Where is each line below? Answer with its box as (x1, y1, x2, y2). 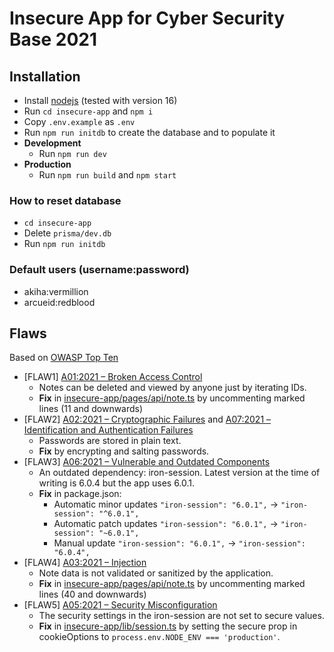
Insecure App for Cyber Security (9, 7, 286, 30)
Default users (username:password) (9, 263, 190, 277)
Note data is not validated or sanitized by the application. (38, 567, 274, 579)
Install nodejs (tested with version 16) (23, 95, 178, 106)
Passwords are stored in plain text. (38, 435, 182, 447)
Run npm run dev (38, 148, 107, 159)
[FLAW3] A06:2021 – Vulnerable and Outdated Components (23, 456, 271, 468)
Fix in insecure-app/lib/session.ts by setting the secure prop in (38, 620, 298, 632)
